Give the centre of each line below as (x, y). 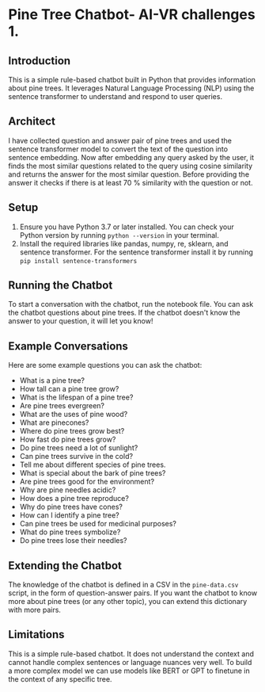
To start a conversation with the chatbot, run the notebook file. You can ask (131, 304)
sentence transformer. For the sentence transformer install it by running (136, 252)
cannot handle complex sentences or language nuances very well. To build (130, 662)
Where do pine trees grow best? (72, 431)
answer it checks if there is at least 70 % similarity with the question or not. (131, 182)
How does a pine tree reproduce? (74, 499)
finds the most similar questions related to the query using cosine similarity (131, 166)
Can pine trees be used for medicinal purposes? (98, 524)
